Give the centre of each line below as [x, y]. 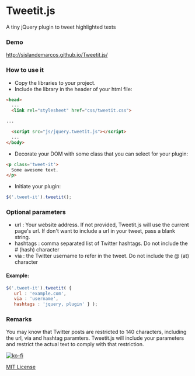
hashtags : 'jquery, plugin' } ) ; [56, 304]
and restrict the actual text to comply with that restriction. [75, 344]
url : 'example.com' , [40, 294]
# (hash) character [37, 250]
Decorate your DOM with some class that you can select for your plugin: [101, 154]
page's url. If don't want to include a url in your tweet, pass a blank [95, 231]
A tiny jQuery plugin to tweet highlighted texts [61, 27]
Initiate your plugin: [38, 187]
